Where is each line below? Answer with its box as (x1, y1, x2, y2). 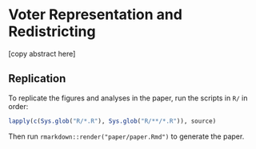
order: (8, 101, 29, 111)
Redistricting (8, 22, 96, 41)
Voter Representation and (8, 6, 182, 24)
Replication (8, 72, 66, 85)
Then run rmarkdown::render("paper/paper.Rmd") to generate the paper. (8, 131, 245, 141)
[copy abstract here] (8, 49, 76, 58)
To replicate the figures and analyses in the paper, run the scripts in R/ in (8, 93, 248, 103)
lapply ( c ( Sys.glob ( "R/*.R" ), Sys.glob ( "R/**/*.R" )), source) (8, 117, 217, 125)
